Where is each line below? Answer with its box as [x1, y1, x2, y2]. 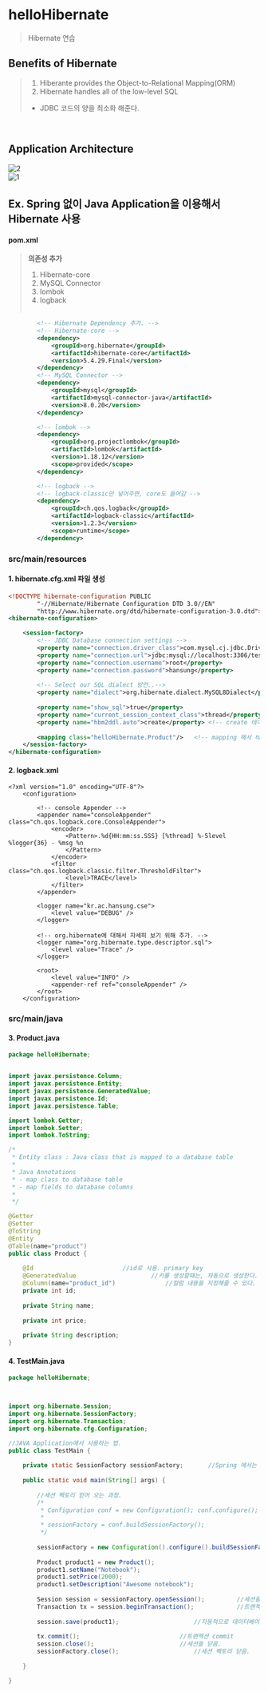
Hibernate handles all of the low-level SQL [39, 86, 179, 96]
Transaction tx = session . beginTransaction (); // [37, 1602, 245, 1610]
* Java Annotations [11, 1168, 77, 1176]
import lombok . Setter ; [8, 1124, 84, 1132]
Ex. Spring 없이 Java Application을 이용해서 [8, 197, 221, 210]
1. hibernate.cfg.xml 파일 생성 [8, 574, 105, 583]
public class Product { [8, 1249, 88, 1257]
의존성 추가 [27, 254, 62, 263]
